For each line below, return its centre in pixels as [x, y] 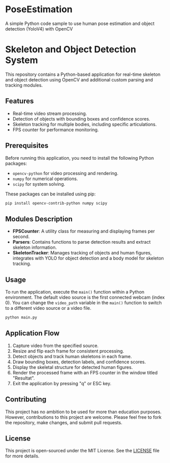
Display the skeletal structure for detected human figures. [73, 367]
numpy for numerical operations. [45, 179]
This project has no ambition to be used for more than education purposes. [83, 412]
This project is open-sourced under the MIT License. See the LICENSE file [82, 451]
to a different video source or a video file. [48, 308]
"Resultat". [24, 378]
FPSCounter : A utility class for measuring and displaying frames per [84, 231]
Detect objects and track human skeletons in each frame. [72, 356]
